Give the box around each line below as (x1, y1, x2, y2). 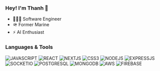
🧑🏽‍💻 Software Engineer (12, 16, 62, 22)
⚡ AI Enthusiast (12, 29, 45, 35)
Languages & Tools (5, 44, 53, 51)
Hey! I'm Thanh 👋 (5, 5, 49, 12)
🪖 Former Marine (12, 22, 50, 28)
